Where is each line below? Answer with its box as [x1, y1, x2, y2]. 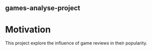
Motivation [5, 24, 51, 35]
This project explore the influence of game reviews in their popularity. [5, 40, 148, 46]
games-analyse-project [5, 4, 80, 12]
